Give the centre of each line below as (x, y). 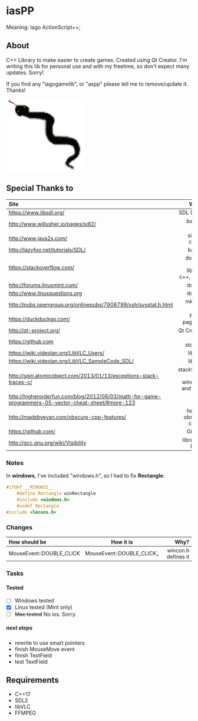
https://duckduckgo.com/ (39, 319)
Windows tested (34, 601)
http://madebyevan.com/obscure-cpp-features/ (67, 417)
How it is (122, 542)
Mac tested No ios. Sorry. (46, 614)
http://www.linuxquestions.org (45, 293)
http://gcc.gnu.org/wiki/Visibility (47, 443)
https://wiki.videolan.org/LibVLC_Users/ (57, 353)
